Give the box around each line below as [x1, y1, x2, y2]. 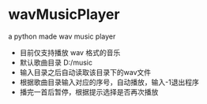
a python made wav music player [8, 32, 116, 41]
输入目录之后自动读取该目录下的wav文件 [19, 67, 152, 76]
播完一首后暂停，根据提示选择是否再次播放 [19, 87, 159, 96]
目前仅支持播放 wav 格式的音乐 [19, 47, 121, 57]
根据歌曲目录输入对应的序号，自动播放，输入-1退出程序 [19, 77, 199, 87]
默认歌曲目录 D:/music [19, 58, 93, 67]
